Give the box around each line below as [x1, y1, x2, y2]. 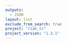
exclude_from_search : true [5, 21, 62, 27]
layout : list [5, 17, 33, 22]
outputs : [5, 7, 24, 13]
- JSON [10, 12, 24, 17]
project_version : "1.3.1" [5, 31, 59, 36]
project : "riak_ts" [5, 26, 46, 31]
